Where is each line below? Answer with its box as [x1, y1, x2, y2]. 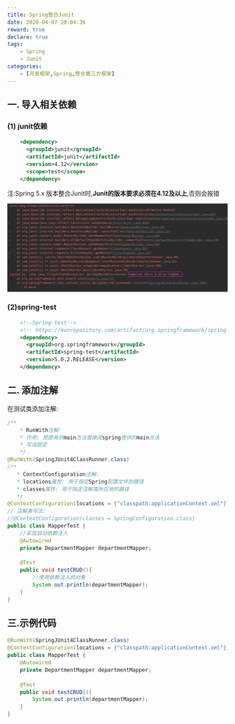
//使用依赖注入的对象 [32, 574, 86, 581]
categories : [7, 63, 42, 70]
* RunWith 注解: [20, 426, 62, 433]
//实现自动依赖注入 [20, 530, 69, 537]
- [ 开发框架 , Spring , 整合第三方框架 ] [20, 70, 115, 77]
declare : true [7, 34, 49, 41]
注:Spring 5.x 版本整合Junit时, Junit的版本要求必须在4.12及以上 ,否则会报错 [7, 189, 220, 197]
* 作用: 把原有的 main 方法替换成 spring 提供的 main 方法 [20, 434, 159, 441]
